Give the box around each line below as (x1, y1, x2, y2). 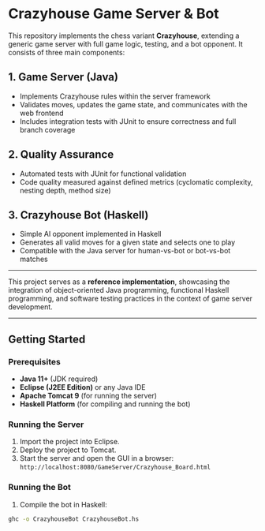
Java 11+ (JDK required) (19, 374, 99, 383)
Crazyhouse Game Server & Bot (8, 5, 219, 23)
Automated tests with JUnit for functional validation (19, 169, 187, 178)
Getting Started (8, 332, 86, 346)
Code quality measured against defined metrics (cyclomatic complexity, (19, 177, 254, 186)
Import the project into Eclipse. (19, 437, 120, 447)
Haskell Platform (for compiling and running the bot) (19, 399, 191, 409)
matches (19, 254, 49, 264)
